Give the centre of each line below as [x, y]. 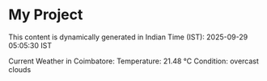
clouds [20, 69]
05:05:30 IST [30, 45]
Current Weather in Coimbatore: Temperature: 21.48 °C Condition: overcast [133, 61]
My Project [46, 15]
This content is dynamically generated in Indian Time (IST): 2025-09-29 [128, 37]
